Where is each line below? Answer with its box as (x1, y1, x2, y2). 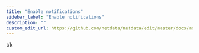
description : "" (6, 19, 46, 25)
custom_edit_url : (6, 25, 49, 31)
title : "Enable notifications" (6, 8, 84, 15)
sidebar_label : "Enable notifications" (6, 14, 105, 20)
